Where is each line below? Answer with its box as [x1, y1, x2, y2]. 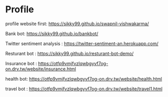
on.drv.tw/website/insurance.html [5, 66, 77, 72]
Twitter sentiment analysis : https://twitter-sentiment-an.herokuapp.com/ [5, 40, 159, 47]
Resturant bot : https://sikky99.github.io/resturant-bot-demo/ [5, 50, 134, 56]
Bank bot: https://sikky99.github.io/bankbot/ [5, 30, 99, 36]
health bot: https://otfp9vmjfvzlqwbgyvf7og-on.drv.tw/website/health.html [5, 75, 162, 82]
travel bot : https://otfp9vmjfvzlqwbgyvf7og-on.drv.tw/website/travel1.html [5, 86, 162, 92]
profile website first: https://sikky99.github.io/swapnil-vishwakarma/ [5, 21, 149, 27]
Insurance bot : [5, 60, 37, 66]
